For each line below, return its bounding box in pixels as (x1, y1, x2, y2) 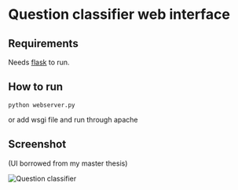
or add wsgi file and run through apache (8, 115, 139, 124)
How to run (8, 80, 64, 93)
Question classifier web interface (8, 5, 230, 24)
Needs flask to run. (8, 57, 70, 67)
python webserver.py (8, 100, 76, 109)
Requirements (8, 37, 79, 50)
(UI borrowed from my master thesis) (8, 159, 128, 168)
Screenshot (8, 137, 67, 151)
